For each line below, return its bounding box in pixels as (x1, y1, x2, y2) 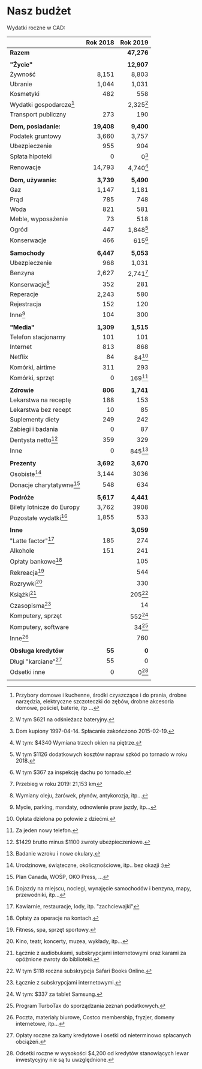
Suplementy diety (10, 415, 59, 424)
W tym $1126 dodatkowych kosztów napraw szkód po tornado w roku (15, 751, 188, 758)
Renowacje (10, 163, 41, 171)
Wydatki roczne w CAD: (7, 24, 65, 31)
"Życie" (10, 60, 33, 68)
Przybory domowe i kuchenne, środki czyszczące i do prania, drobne (15, 691, 187, 699)
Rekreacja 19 (10, 567, 44, 577)
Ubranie (10, 80, 32, 88)
